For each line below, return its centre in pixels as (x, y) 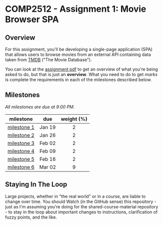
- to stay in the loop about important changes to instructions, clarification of (81, 212)
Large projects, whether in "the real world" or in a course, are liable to (75, 196)
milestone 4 (21, 151)
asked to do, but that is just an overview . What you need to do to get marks (81, 74)
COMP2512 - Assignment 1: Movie (76, 9)
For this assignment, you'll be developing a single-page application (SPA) (79, 49)
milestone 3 (21, 143)
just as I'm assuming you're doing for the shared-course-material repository (81, 206)
